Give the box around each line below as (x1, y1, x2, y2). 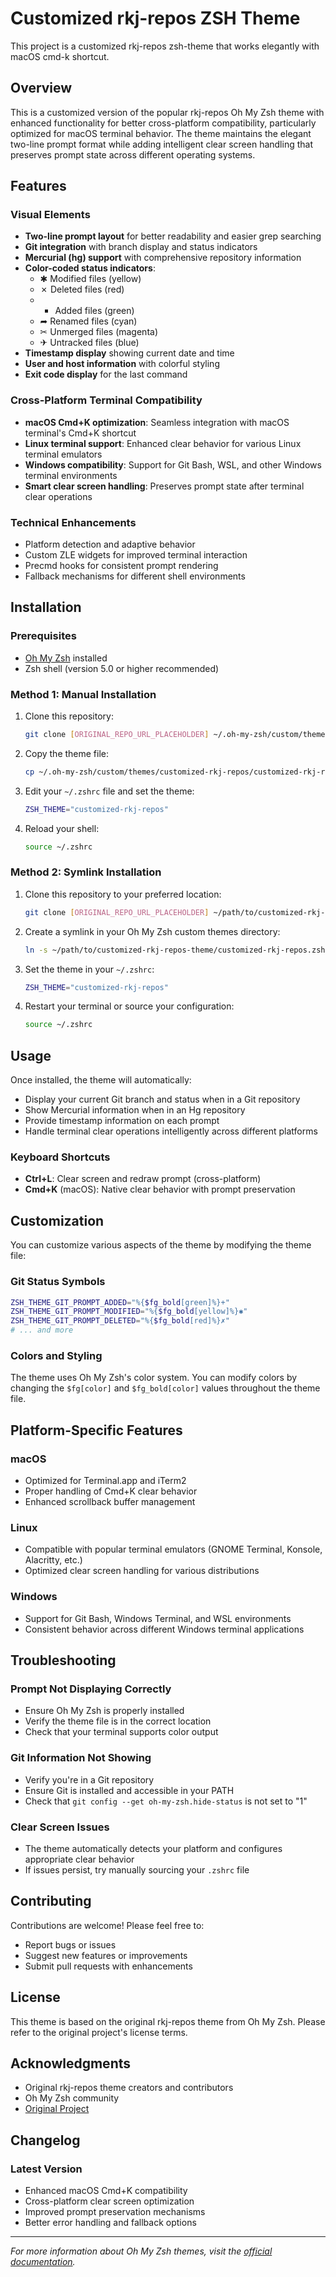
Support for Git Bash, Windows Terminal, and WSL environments (24, 1612, 292, 1624)
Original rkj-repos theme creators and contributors (24, 2082, 234, 2094)
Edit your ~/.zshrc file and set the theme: (24, 785, 195, 797)
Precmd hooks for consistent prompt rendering (24, 560, 219, 572)
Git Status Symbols (10, 1275, 106, 1289)
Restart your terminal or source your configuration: (24, 1000, 235, 1012)
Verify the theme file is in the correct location (24, 1715, 212, 1727)
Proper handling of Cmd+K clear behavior (24, 1485, 198, 1497)
